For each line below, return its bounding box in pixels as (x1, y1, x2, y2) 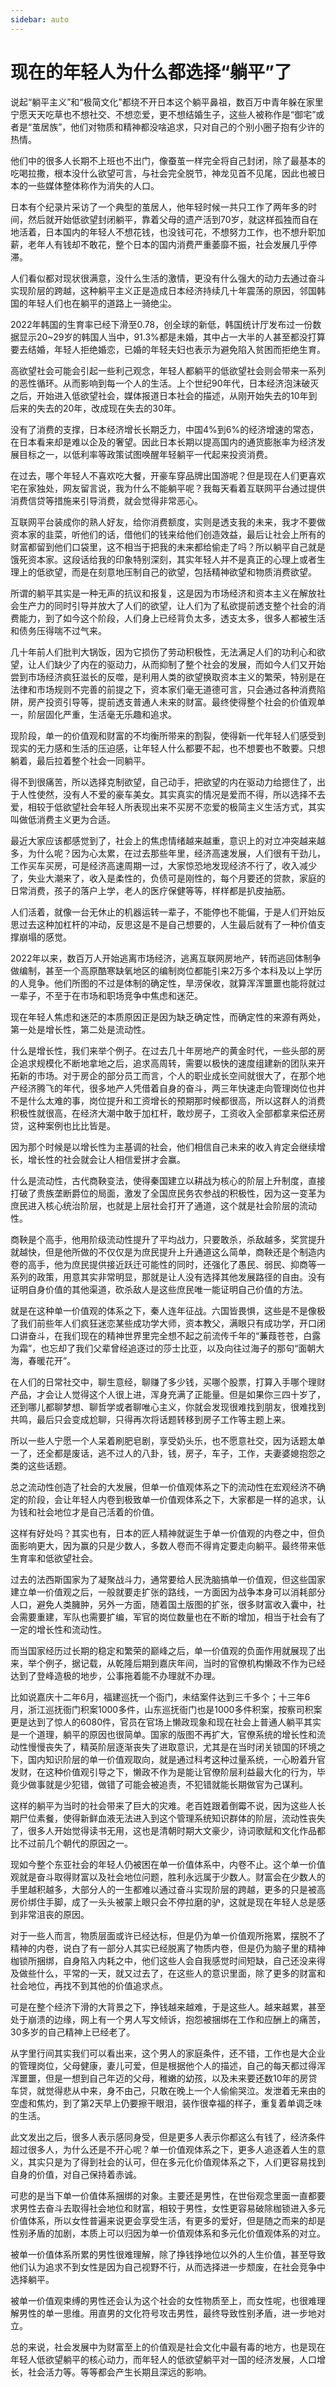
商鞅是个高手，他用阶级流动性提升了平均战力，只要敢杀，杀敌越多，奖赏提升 (10, 1233, 326, 1245)
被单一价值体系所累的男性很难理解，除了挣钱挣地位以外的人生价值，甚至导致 (10, 2248, 326, 2260)
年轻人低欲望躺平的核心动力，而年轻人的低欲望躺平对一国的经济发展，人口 (10, 2353, 317, 2365)
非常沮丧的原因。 (18, 1908, 90, 1920)
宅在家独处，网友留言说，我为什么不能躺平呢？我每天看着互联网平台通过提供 (10, 482, 326, 494)
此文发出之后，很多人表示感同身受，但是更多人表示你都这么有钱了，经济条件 (10, 2131, 326, 2143)
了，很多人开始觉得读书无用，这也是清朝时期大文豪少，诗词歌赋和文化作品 (10, 1824, 317, 1836)
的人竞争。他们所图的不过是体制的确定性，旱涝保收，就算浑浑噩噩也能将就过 (10, 977, 326, 989)
